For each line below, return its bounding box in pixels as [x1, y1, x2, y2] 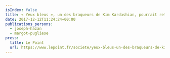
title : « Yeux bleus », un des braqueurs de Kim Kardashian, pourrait [5, 12, 157, 17]
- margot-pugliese [10, 31, 49, 36]
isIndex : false [5, 7, 37, 13]
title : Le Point [10, 40, 44, 45]
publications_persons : [5, 21, 53, 27]
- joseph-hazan [10, 26, 42, 31]
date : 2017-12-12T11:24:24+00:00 [5, 17, 76, 22]
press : [5, 36, 19, 41]
